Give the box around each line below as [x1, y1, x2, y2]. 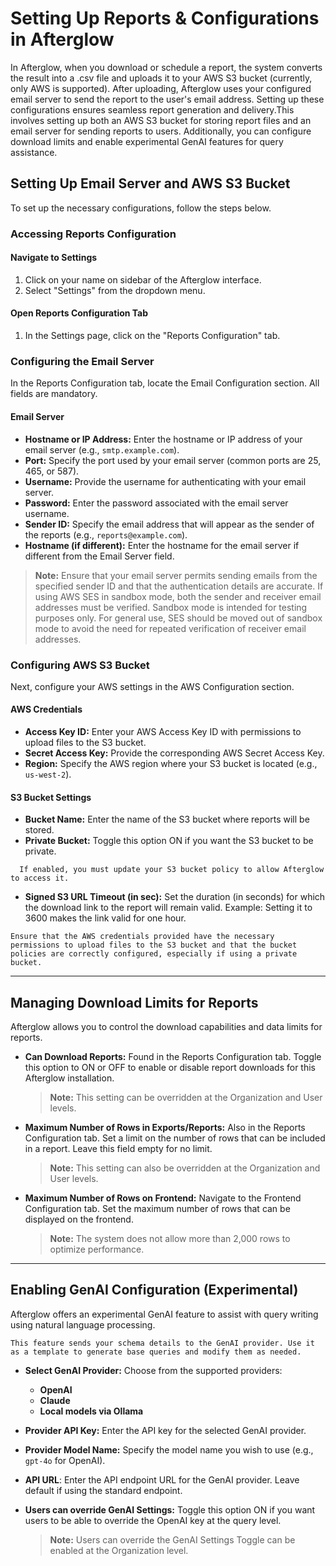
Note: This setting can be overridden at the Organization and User [49, 1092, 323, 1104]
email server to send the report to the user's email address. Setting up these [10, 93, 325, 105]
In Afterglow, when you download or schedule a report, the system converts [10, 61, 323, 73]
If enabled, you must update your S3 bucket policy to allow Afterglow [19, 865, 325, 875]
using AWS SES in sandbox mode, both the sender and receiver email [34, 590, 322, 602]
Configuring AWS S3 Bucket [10, 658, 150, 672]
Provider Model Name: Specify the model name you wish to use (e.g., [24, 1443, 314, 1456]
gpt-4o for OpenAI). [24, 1454, 106, 1466]
